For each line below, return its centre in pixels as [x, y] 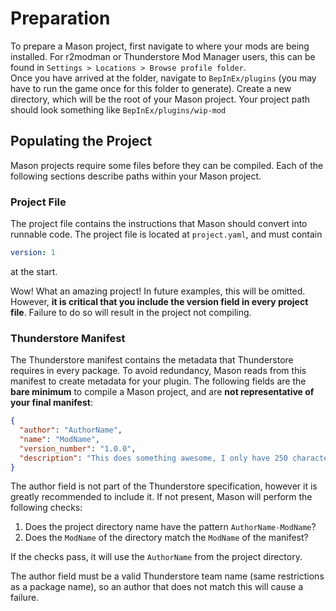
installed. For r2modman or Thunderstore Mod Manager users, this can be [163, 56]
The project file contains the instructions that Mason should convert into [159, 224]
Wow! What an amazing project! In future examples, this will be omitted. [158, 291]
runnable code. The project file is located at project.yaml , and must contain [166, 234]
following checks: [46, 508]
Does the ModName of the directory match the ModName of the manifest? [166, 538]
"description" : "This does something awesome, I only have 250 [153, 458]
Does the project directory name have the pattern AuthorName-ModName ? [170, 527]
